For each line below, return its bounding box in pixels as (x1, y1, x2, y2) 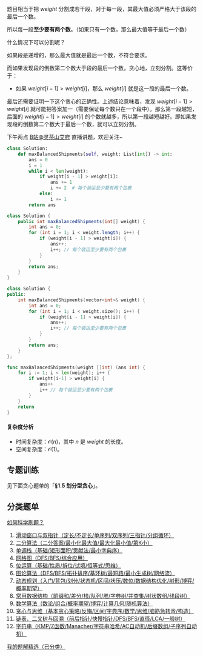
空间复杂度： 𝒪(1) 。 (15, 445, 63, 453)
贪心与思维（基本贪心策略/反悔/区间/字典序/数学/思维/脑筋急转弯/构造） (15, 607, 195, 615)
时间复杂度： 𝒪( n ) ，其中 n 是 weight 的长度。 (15, 438, 127, 445)
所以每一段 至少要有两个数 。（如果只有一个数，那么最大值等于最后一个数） (7, 26, 190, 33)
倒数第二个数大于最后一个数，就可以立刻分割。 (22, 121, 140, 127)
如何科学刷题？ (7, 519, 44, 526)
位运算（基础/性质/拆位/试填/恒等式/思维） (15, 562, 122, 569)
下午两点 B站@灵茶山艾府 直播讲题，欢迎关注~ (7, 133, 123, 141)
